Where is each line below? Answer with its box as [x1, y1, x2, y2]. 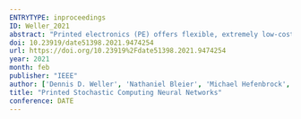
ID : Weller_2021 [9, 21, 70, 30]
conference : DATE [9, 96, 74, 106]
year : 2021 [9, 55, 50, 64]
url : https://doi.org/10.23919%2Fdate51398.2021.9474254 [9, 47, 227, 55]
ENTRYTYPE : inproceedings [9, 13, 106, 22]
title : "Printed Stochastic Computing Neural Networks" [9, 88, 222, 97]
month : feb [9, 64, 50, 72]
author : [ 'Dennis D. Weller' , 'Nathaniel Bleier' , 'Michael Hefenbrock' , [9, 80, 291, 89]
